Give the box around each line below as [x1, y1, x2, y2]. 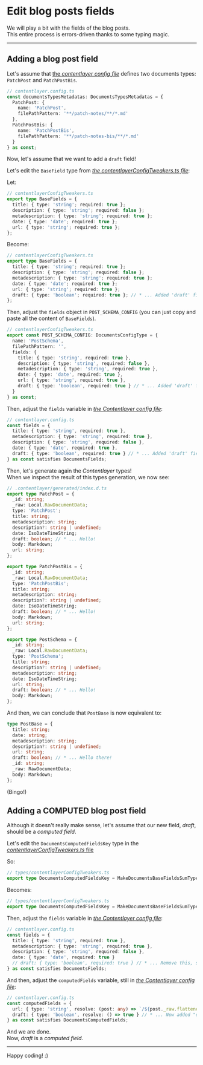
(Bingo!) [7, 788, 27, 795]
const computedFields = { [7, 1000, 72, 1006]
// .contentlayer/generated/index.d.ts [7, 485, 107, 491]
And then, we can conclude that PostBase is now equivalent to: [7, 709, 162, 716]
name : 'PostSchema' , [12, 338, 64, 344]
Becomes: [7, 886, 32, 894]
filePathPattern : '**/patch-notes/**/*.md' [17, 111, 129, 117]
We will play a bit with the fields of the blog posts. [7, 24, 130, 31]
